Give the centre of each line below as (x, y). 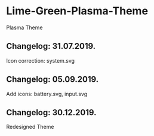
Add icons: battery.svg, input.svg (47, 94)
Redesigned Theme (30, 127)
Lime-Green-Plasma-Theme (77, 11)
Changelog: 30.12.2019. (51, 112)
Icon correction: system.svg (41, 60)
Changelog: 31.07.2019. (51, 46)
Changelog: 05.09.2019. (53, 80)
